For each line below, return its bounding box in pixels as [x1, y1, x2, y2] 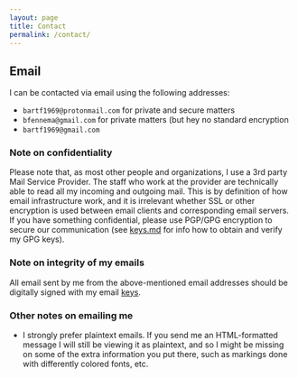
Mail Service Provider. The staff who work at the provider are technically [9, 177, 279, 188]
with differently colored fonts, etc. [22, 358, 149, 370]
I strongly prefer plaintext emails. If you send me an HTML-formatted [22, 330, 278, 341]
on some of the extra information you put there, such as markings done [22, 349, 288, 360]
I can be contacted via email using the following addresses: [9, 88, 230, 98]
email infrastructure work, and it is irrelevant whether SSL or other [9, 196, 256, 207]
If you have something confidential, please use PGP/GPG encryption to [9, 215, 273, 226]
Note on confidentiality [9, 146, 113, 159]
